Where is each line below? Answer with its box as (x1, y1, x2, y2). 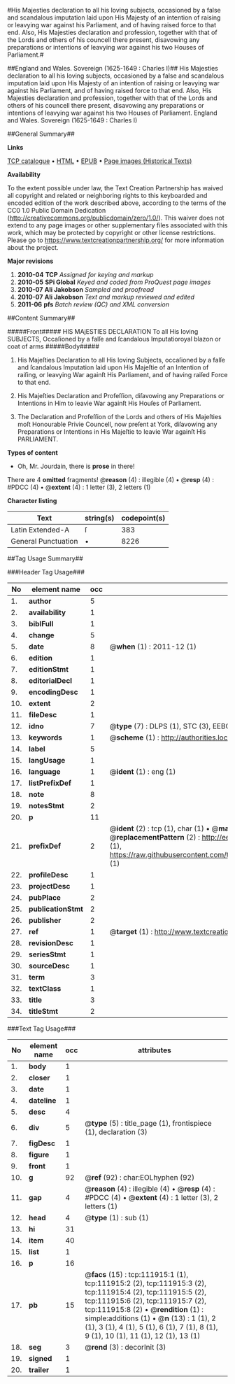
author (29, 596, 52, 606)
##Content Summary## (7, 314, 76, 322)
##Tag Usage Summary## (7, 554, 84, 563)
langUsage (29, 756, 66, 765)
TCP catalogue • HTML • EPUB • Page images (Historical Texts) (7, 157, 192, 165)
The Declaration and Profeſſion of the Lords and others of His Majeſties (17, 413, 222, 421)
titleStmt (29, 1007, 58, 1016)
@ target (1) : (109, 927, 153, 936)
